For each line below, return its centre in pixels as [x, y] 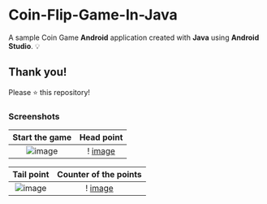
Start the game [42, 137]
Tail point [31, 175]
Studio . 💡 [24, 46]
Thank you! [38, 72]
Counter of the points [99, 175]
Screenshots [34, 116]
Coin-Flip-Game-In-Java [93, 15]
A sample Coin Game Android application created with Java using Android [134, 37]
